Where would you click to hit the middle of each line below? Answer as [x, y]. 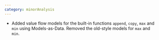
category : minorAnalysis [29, 9]
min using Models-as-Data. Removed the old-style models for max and [81, 28]
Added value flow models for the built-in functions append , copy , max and [83, 23]
